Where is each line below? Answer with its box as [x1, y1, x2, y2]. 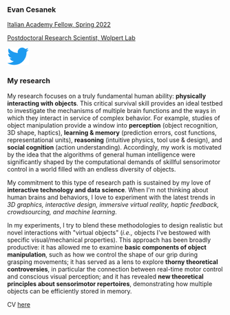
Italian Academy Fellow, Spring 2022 [7, 21, 112, 29]
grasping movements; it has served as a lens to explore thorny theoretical [7, 257, 218, 266]
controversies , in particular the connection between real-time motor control [7, 265, 223, 273]
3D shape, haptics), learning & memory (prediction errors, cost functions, [7, 128, 217, 136]
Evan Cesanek [7, 5, 56, 14]
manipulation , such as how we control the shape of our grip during [7, 250, 198, 258]
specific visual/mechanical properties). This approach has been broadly [7, 236, 211, 244]
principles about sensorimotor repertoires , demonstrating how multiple [7, 279, 213, 287]
